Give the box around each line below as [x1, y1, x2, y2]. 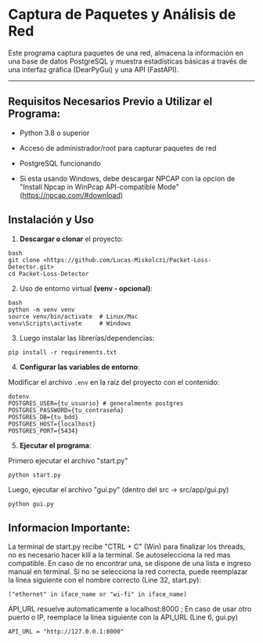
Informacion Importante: [8, 521, 131, 535]
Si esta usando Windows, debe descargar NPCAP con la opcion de [19, 174, 236, 183]
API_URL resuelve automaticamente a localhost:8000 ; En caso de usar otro [8, 605, 252, 614]
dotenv [8, 393, 30, 400]
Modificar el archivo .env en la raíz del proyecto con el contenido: [8, 377, 220, 386]
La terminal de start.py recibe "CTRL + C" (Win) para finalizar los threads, [8, 542, 246, 551]
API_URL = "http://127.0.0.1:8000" [8, 628, 124, 636]
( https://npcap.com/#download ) [19, 190, 124, 199]
